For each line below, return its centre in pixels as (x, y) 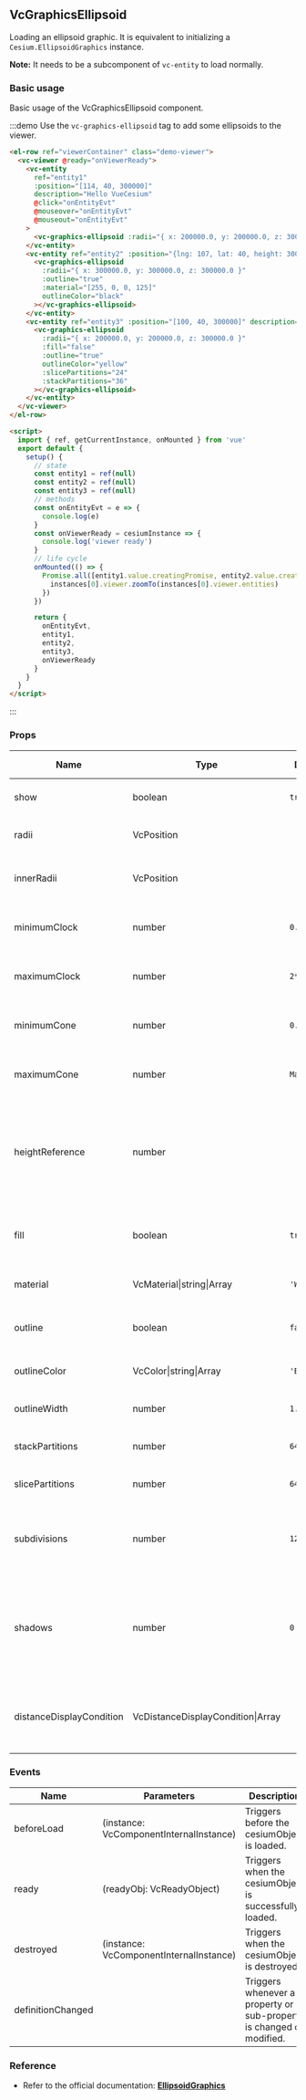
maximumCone (46, 1074)
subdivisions (41, 1539)
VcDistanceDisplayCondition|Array (206, 1717)
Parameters (169, 1795)
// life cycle (61, 559)
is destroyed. (272, 1966)
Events (25, 1772)
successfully (272, 1906)
